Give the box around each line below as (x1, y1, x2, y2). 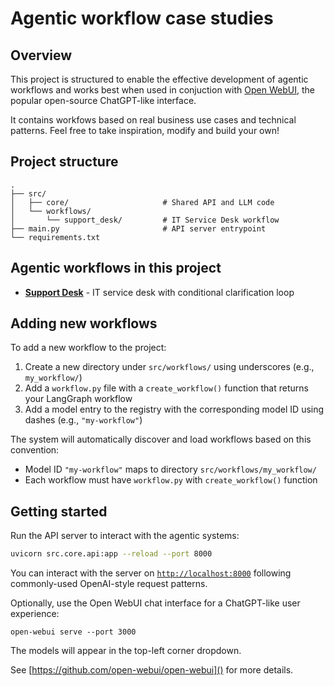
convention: (10, 444, 60, 456)
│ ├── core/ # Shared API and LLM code (10, 197, 275, 207)
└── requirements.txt (10, 232, 101, 242)
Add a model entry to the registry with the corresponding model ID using (24, 403, 325, 416)
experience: (10, 608, 60, 620)
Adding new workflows (10, 315, 158, 332)
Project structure (10, 153, 119, 171)
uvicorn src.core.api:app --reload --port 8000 (10, 549, 213, 559)
